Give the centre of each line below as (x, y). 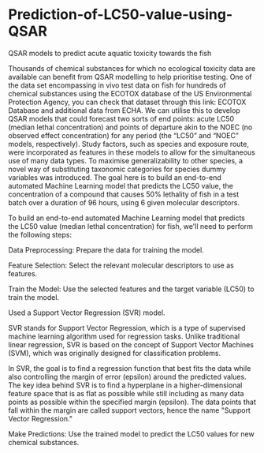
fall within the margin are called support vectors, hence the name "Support (129, 410)
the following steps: (40, 234)
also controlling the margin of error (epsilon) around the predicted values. (127, 376)
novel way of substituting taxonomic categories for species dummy (117, 169)
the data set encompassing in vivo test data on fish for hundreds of (117, 85)
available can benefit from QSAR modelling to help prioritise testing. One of (130, 77)
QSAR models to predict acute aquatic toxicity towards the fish (110, 53)
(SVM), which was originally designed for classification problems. (115, 353)
